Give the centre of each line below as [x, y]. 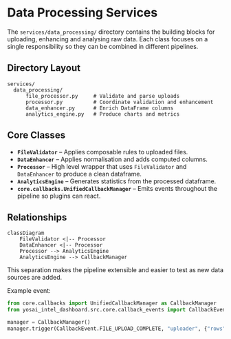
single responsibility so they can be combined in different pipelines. [103, 46]
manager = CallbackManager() [49, 322]
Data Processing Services [82, 13]
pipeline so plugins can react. [59, 196]
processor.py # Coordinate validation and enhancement [119, 102]
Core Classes [36, 135]
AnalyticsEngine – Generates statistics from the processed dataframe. [117, 181]
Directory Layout [44, 68]
